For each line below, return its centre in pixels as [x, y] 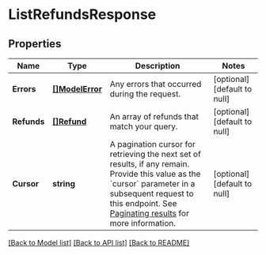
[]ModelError [78, 89]
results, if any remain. [150, 164]
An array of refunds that [154, 116]
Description [158, 66]
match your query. [144, 126]
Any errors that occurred [156, 84]
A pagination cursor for [153, 144]
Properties [35, 44]
